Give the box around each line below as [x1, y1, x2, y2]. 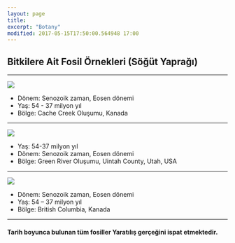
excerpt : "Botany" [7, 23, 61, 30]
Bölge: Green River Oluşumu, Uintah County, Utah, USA [17, 157, 177, 165]
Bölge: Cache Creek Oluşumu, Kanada [17, 109, 128, 118]
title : [7, 17, 27, 24]
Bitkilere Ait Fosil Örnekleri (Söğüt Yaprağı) [7, 55, 198, 67]
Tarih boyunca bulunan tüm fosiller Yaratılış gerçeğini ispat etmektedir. [7, 228, 218, 236]
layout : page [7, 10, 45, 18]
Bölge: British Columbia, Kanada [17, 205, 111, 214]
